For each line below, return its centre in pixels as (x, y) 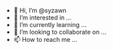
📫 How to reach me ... (45, 40)
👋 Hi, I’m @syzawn (40, 10)
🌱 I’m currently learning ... (50, 25)
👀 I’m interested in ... (42, 18)
